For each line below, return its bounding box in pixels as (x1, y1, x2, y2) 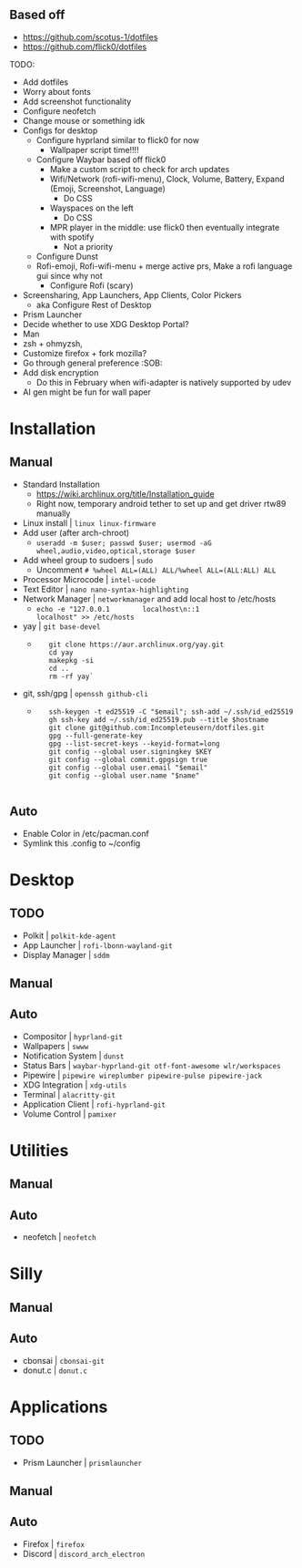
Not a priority (63, 241, 114, 252)
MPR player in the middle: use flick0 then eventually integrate (49, 222, 280, 232)
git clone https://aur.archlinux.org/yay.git (48, 640, 225, 649)
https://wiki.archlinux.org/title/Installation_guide (35, 488, 216, 500)
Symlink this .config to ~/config (22, 838, 141, 849)
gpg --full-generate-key (48, 731, 143, 740)
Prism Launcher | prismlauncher (22, 1457, 143, 1468)
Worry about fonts (22, 86, 91, 97)
